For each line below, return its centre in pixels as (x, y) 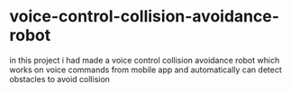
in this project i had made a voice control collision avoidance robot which (145, 60)
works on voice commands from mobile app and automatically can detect (145, 70)
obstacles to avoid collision (60, 79)
